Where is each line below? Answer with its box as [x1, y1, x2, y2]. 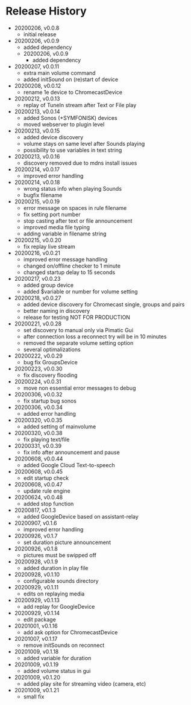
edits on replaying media [23, 590, 85, 597]
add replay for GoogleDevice [23, 603, 95, 610]
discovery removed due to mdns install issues [23, 159, 137, 166]
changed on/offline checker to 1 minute [23, 262, 121, 269]
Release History [5, 4, 87, 18]
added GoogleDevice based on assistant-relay [23, 513, 139, 520]
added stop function [23, 500, 74, 507]
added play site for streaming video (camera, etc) [23, 680, 146, 687]
